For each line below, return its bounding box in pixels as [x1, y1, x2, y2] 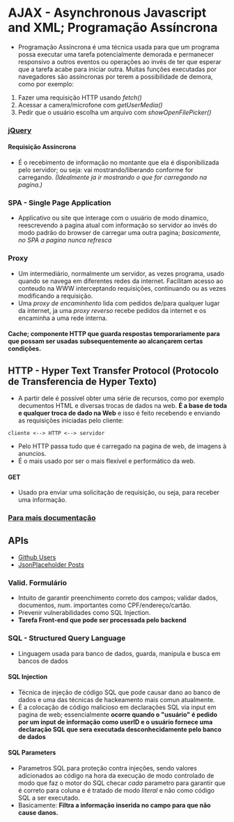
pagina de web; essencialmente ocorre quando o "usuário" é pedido [17, 710, 218, 719]
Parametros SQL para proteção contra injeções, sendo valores [17, 764, 197, 772]
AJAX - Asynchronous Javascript [8, 5, 207, 21]
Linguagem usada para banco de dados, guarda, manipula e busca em [17, 649, 221, 657]
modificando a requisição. [17, 291, 93, 300]
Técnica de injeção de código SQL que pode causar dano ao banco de [17, 688, 221, 697]
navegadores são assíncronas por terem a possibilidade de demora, [17, 72, 213, 81]
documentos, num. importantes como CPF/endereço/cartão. [17, 601, 192, 609]
